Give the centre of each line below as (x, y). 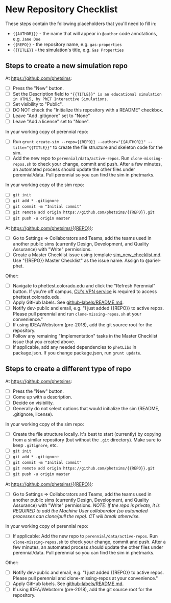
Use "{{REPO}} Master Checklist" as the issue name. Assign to (78, 260)
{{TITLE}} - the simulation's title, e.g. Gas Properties (68, 50)
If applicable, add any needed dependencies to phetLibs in (75, 347)
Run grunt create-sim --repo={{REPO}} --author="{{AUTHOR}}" (79, 142)
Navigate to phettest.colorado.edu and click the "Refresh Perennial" (84, 285)
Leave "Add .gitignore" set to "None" (51, 116)
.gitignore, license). (33, 414)
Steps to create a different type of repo (68, 369)
